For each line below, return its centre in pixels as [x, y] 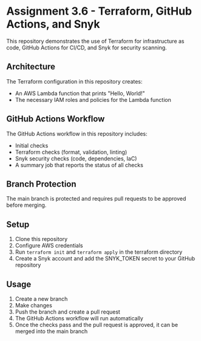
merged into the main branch [51, 331]
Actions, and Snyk [53, 24]
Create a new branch [41, 299]
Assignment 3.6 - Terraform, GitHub [99, 11]
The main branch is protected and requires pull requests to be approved [96, 199]
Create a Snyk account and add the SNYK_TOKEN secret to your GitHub [105, 259]
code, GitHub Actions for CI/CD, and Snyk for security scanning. [87, 48]
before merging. [26, 205]
